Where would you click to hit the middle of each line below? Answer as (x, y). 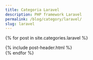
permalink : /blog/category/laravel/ (43, 19)
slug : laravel (20, 24)
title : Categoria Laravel (32, 10)
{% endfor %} (20, 53)
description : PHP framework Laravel (43, 14)
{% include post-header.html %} (39, 47)
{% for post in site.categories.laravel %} (46, 38)
